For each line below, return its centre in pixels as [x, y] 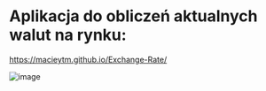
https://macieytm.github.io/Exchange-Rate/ [88, 59]
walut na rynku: [68, 35]
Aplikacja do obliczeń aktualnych [133, 16]
